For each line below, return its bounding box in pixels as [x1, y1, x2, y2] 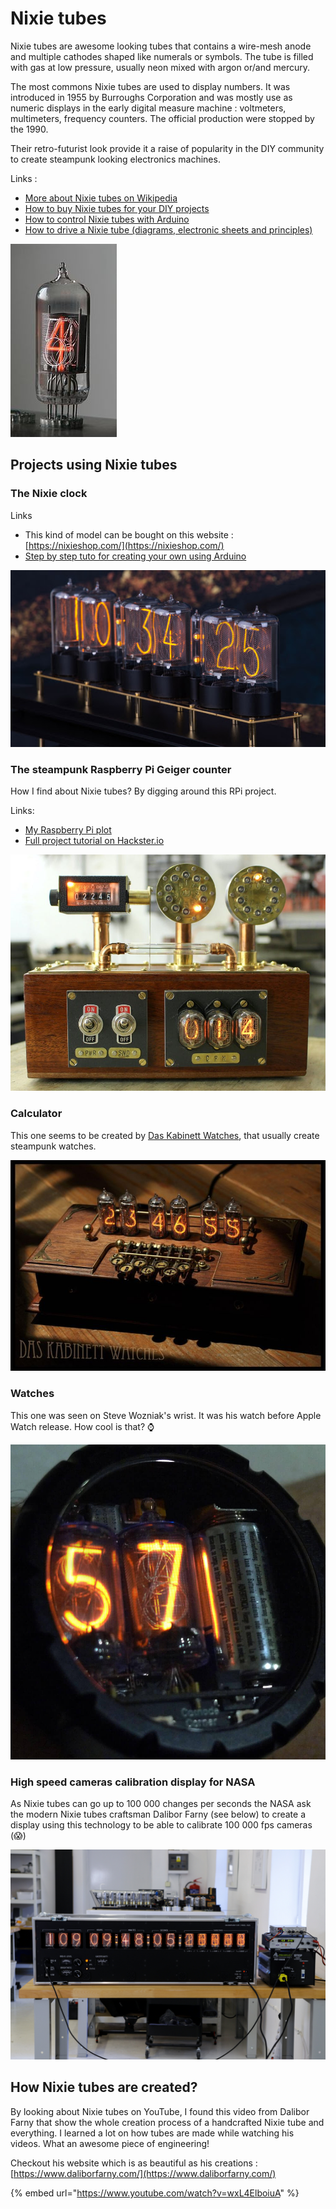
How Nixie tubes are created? [10, 2079, 198, 2096]
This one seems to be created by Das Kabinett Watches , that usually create [10, 1129, 320, 1141]
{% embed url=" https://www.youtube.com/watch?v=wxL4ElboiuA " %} [10, 2187, 300, 2199]
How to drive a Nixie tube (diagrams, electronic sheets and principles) [24, 223, 313, 236]
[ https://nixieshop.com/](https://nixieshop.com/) [24, 539, 225, 551]
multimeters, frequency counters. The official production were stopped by [10, 112, 315, 124]
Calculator [10, 1107, 63, 1121]
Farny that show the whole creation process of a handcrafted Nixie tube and [10, 2116, 325, 2128]
